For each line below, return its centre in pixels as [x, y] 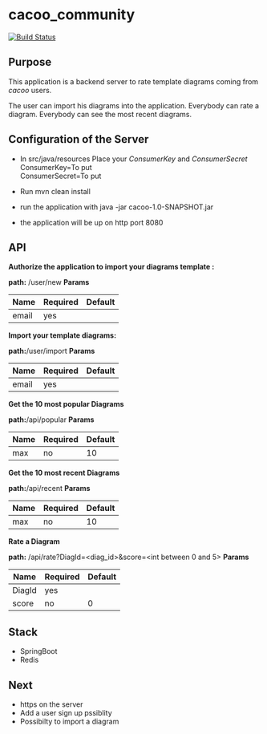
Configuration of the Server [79, 139]
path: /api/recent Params [49, 489]
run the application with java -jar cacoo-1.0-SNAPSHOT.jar [117, 207]
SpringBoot [38, 651]
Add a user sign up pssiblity [66, 713]
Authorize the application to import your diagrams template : [111, 267]
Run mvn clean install [55, 191]
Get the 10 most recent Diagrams [64, 473]
